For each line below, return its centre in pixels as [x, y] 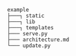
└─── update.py [29, 46]
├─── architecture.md [38, 40]
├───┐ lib [21, 22]
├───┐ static [26, 16]
